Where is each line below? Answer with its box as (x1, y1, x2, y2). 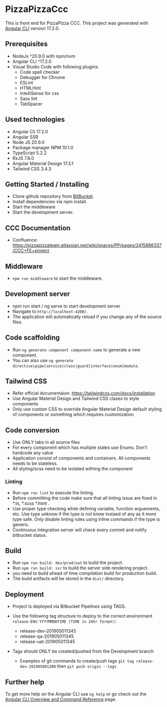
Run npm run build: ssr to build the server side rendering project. (12, 565, 149, 571)
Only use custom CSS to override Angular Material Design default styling (12, 406, 162, 412)
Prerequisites (5, 40, 48, 48)
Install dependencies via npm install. (12, 199, 87, 205)
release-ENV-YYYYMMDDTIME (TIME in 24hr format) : (12, 618, 117, 625)
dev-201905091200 (19, 664, 56, 670)
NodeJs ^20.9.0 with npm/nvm (12, 53, 76, 59)
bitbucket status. (12, 532, 47, 538)
